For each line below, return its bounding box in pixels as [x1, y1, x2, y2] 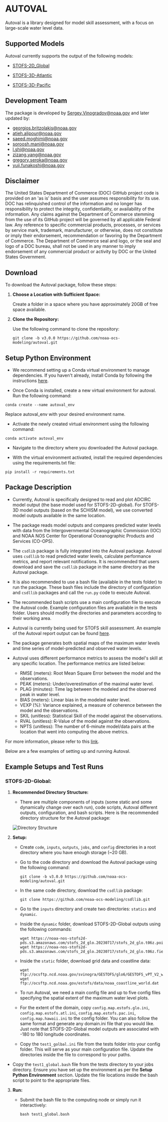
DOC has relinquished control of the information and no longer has [5, 201, 142, 207]
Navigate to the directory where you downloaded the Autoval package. [12, 445, 158, 450]
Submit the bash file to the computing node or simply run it [19, 1096, 141, 1102]
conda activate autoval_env [5, 436, 64, 441]
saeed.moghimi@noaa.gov [12, 135, 68, 141]
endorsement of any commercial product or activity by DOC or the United [5, 249, 156, 255]
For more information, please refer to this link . [5, 738, 99, 744]
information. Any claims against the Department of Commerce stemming [5, 211, 154, 217]
